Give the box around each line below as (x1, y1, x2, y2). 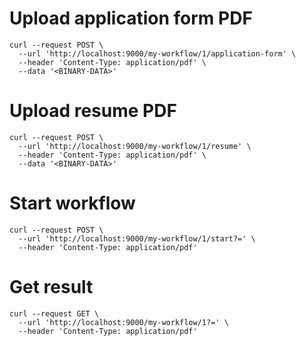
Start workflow (9, 192, 136, 215)
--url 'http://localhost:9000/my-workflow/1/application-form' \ (18, 48, 297, 59)
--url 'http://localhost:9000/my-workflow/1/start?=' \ (18, 233, 256, 244)
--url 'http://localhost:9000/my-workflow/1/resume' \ (18, 141, 252, 151)
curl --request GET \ (9, 308, 100, 319)
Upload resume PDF (9, 100, 177, 122)
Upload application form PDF (9, 7, 253, 30)
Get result (9, 276, 94, 298)
